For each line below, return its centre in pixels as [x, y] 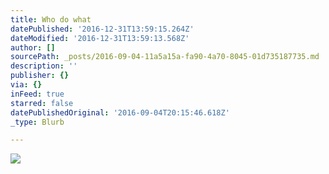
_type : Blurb [37, 122]
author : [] [33, 47]
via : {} [26, 85]
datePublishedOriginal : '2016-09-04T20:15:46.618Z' [120, 112]
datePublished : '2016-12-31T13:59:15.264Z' [102, 29]
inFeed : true [37, 94]
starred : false [42, 103]
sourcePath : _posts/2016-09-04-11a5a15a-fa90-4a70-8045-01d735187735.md [165, 57]
